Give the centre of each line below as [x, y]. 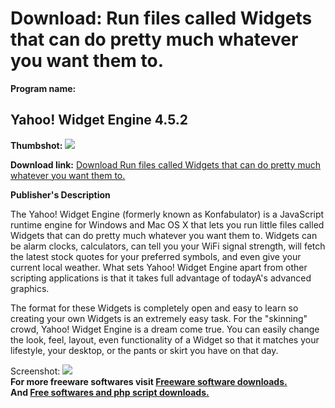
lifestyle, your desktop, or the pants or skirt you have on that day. [144, 350]
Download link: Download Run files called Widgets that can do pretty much [166, 164]
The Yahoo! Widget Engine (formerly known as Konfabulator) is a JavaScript [167, 214]
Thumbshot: [36, 145]
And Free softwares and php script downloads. [110, 392]
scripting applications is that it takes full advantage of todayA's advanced [161, 278]
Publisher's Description [60, 194]
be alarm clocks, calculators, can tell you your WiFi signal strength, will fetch [168, 246]
